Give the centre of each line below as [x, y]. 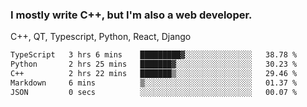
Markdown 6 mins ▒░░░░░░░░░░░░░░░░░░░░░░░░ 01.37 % [154, 83]
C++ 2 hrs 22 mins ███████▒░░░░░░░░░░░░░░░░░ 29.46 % [154, 74]
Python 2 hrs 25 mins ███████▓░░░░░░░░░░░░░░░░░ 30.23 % [154, 64]
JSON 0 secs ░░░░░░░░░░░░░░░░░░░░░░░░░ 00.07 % [154, 92]
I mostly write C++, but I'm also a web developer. [131, 15]
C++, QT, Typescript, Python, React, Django [101, 37]
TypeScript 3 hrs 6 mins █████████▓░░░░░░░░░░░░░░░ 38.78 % [154, 55]
